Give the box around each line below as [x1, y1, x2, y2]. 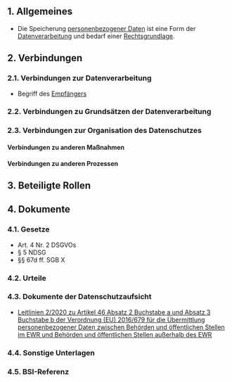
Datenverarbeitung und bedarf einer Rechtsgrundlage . [17, 32, 175, 40]
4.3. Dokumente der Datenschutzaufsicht [7, 292, 152, 302]
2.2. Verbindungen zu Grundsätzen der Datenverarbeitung [7, 107, 212, 117]
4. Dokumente [7, 203, 70, 215]
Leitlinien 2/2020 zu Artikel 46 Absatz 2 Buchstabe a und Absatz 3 [17, 307, 211, 316]
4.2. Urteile [7, 273, 47, 283]
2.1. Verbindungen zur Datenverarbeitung [7, 73, 152, 83]
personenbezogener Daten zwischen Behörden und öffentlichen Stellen [17, 323, 225, 331]
